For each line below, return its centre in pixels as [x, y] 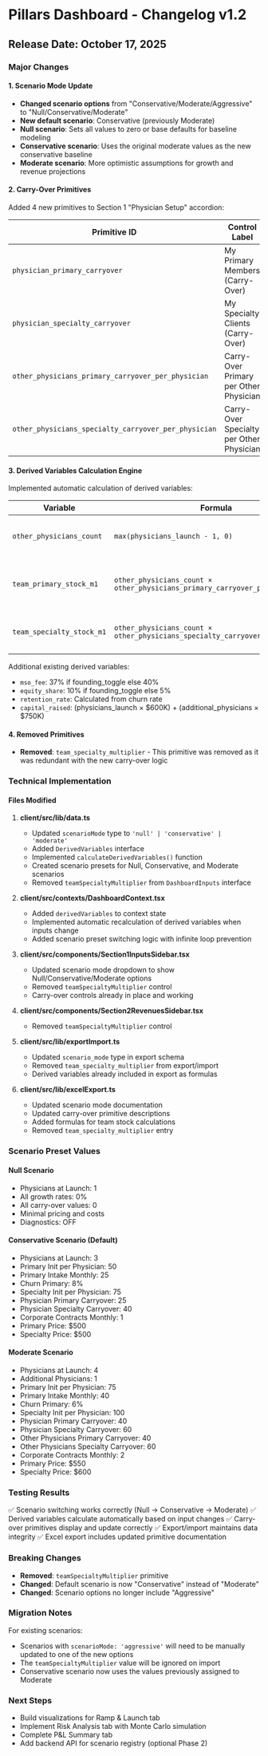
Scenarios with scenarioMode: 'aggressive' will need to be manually [132, 1646]
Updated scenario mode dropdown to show [103, 970]
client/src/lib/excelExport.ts [67, 1090]
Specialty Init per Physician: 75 [71, 1292]
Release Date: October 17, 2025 [88, 44]
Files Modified [33, 800]
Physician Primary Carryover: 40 [73, 1421]
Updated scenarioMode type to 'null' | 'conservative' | [126, 833]
